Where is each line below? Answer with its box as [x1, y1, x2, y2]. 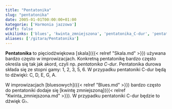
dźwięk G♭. [5, 98, 29, 104]
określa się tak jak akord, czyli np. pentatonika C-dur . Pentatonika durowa [5, 61, 161, 67]
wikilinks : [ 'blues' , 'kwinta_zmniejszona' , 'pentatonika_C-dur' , [5, 31, 150, 36]
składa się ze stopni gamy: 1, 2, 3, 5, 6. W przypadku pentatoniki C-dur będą [5, 66, 166, 72]
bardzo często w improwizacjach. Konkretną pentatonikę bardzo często [5, 55, 156, 61]
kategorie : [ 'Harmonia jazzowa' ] [5, 21, 77, 27]
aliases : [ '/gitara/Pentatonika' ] [5, 36, 79, 41]
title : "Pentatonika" [5, 7, 52, 13]
